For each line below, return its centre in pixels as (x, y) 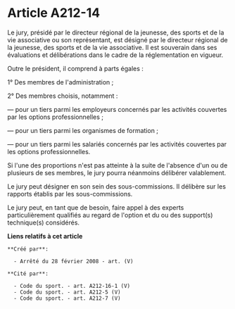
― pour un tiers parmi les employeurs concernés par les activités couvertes (117, 109)
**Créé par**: (28, 249)
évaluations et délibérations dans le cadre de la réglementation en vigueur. (115, 55)
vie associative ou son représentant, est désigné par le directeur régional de (118, 39)
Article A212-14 (54, 13)
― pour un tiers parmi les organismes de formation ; (83, 130)
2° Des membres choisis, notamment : (63, 96)
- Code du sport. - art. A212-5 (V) (67, 292)
